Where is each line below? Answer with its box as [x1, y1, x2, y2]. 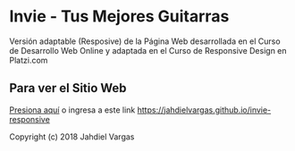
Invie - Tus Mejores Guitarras [9, 6, 230, 27]
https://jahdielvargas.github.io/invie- [137, 105, 272, 115]
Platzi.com [9, 55, 48, 65]
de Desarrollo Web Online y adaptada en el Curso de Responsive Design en [9, 45, 288, 55]
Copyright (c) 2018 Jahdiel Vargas [9, 131, 135, 142]
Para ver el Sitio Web [9, 80, 127, 96]
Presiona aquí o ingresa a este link [9, 105, 136, 115]
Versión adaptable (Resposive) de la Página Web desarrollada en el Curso [9, 36, 281, 46]
